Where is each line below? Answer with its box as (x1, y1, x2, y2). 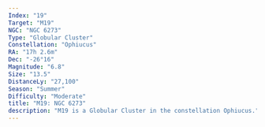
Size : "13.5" (8, 70, 51, 78)
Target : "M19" (8, 19, 55, 27)
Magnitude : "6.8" (8, 63, 65, 71)
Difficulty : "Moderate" (8, 92, 87, 100)
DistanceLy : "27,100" (8, 77, 80, 85)
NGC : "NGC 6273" (8, 26, 62, 34)
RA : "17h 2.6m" (8, 48, 58, 56)
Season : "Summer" (8, 84, 65, 93)
